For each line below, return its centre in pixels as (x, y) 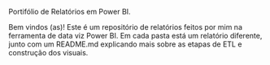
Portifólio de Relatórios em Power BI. (70, 12)
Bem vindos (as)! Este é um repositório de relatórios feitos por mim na (125, 27)
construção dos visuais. (48, 53)
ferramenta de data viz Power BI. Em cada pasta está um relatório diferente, (135, 36)
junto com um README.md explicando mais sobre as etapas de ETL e (125, 44)
